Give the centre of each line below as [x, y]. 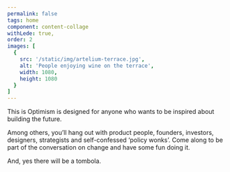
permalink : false [32, 14]
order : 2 [20, 40]
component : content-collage [48, 27]
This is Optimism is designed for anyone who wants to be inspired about [111, 112]
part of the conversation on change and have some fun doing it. [99, 148]
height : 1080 [39, 79]
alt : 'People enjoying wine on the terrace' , [87, 66]
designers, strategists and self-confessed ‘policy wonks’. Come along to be [115, 140]
